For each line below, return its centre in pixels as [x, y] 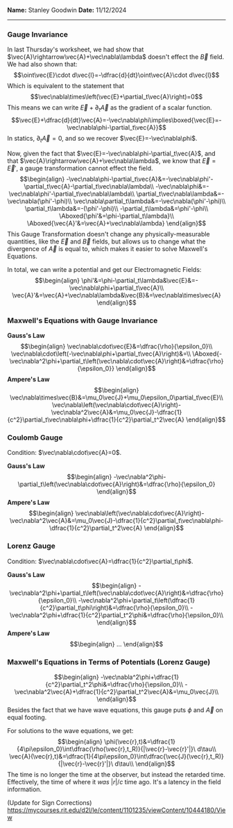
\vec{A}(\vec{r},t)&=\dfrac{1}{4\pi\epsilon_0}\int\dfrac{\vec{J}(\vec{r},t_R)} [116, 757]
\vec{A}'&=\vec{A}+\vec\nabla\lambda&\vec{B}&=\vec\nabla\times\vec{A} [116, 295]
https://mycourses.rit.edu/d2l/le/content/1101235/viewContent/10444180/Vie [116, 810]
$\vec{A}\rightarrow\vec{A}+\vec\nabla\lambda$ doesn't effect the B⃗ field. [116, 57]
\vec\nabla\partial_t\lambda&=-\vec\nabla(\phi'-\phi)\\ [149, 201]
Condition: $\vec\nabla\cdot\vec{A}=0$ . [64, 453]
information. [25, 789]
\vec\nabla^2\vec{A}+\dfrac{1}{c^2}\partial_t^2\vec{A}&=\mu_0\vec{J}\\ [116, 692]
